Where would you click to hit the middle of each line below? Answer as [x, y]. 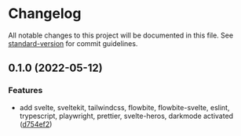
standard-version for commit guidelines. [73, 43]
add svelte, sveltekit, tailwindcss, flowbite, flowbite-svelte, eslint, [124, 107]
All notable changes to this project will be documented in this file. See [121, 35]
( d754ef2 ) [36, 124]
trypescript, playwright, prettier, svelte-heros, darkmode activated [126, 116]
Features [26, 91]
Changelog [45, 14]
